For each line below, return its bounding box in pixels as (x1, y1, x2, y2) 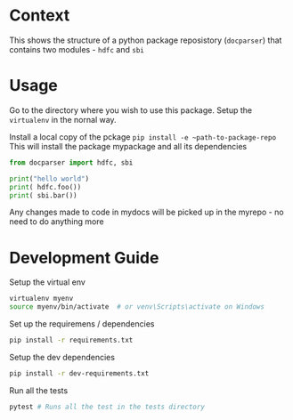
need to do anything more (9, 216, 104, 227)
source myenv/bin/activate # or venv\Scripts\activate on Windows (9, 303, 265, 311)
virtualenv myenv (9, 295, 74, 303)
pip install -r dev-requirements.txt (9, 368, 150, 378)
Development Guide (9, 247, 159, 268)
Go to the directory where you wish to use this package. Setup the (9, 104, 252, 116)
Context (9, 5, 70, 26)
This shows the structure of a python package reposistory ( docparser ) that (9, 35, 282, 45)
